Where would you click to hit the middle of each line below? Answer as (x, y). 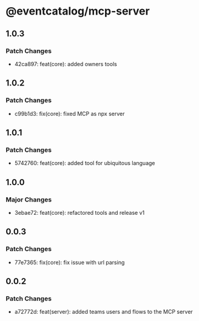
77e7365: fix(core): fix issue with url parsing (69, 262)
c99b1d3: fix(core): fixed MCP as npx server (69, 113)
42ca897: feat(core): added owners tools (66, 64)
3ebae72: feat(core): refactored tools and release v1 (79, 212)
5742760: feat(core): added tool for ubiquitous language (85, 163)
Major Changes (29, 200)
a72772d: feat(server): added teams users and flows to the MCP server (104, 312)
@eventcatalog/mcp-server (78, 11)
